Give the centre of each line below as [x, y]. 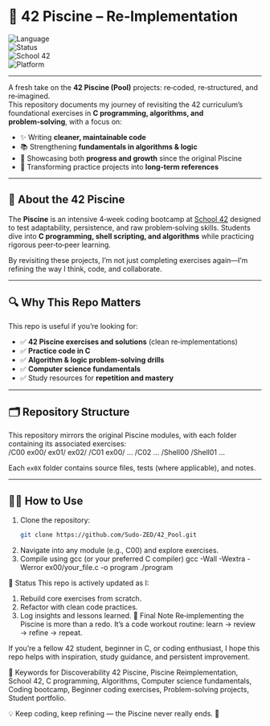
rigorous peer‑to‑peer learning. [59, 244]
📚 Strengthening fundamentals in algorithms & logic [109, 146]
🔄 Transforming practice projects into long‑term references [119, 166]
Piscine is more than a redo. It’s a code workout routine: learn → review [137, 624]
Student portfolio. [37, 698]
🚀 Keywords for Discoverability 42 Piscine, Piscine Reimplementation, [123, 673]
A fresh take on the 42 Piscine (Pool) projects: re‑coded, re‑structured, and [133, 87]
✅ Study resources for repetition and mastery [97, 378]
